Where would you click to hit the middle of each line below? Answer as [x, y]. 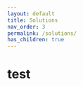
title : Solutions [33, 20]
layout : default [31, 14]
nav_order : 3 [26, 27]
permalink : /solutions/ [42, 33]
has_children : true [36, 40]
